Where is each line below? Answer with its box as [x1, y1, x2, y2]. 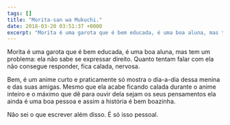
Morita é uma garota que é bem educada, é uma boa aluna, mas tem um [7, 48, 211, 56]
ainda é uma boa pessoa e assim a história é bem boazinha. [7, 97, 176, 106]
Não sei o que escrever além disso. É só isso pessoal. [7, 111, 159, 119]
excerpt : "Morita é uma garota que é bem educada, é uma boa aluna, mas [7, 29, 219, 36]
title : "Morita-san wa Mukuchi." [7, 16, 103, 23]
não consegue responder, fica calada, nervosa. [7, 62, 140, 70]
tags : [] [7, 10, 32, 17]
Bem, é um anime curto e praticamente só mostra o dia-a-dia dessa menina [7, 76, 220, 84]
